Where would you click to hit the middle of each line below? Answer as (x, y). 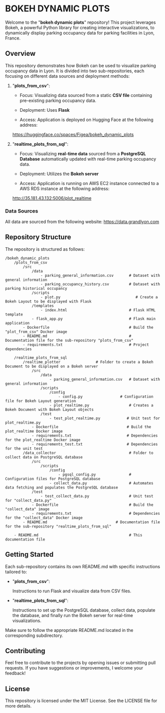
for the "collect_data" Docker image (44, 518)
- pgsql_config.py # (95, 474)
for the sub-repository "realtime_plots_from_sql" (58, 526)
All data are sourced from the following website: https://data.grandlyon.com (82, 222)
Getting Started (29, 555)
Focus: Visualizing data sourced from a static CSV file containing (86, 95)
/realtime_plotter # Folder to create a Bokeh (88, 362)
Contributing (25, 651)
